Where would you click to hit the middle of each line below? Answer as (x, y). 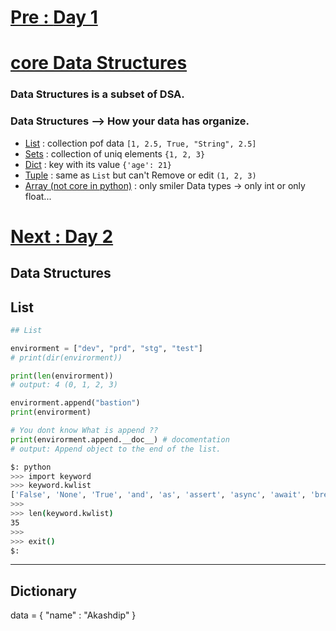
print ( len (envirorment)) (62, 376)
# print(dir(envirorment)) (66, 357)
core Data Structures (99, 63)
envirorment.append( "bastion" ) (75, 403)
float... (38, 196)
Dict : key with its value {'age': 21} (98, 164)
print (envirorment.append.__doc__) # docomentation (120, 439)
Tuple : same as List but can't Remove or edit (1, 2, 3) (140, 175)
